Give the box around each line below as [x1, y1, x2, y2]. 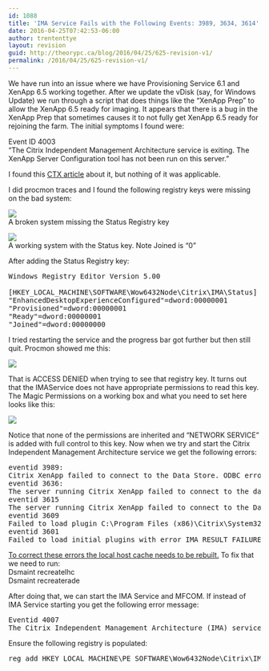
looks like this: [8, 399, 56, 409]
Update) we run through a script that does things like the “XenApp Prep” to [8, 96, 255, 105]
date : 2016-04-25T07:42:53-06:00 [8, 26, 120, 35]
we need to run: [8, 559, 61, 568]
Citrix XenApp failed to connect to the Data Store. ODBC [8, 470, 241, 480]
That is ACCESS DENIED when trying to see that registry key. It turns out [8, 374, 247, 384]
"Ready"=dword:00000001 [8, 311, 102, 321]
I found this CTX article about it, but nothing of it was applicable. [8, 169, 221, 179]
